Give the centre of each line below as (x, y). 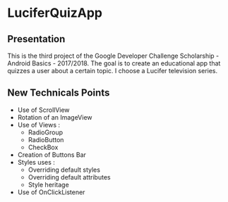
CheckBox (43, 147)
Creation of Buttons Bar (52, 154)
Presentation (36, 39)
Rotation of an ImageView (55, 117)
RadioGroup (46, 132)
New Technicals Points (59, 93)
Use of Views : (38, 125)
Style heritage (48, 184)
